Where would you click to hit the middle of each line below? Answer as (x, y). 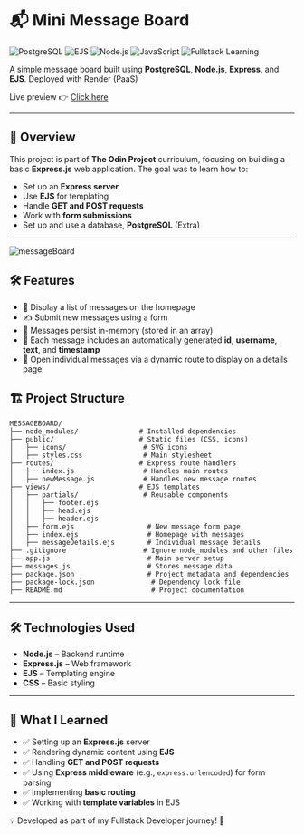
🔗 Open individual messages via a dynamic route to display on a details (155, 359)
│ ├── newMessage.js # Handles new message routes (133, 480)
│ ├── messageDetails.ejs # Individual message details (135, 543)
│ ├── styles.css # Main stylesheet (111, 456)
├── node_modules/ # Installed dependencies (123, 432)
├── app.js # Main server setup (117, 558)
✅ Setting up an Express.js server (86, 742)
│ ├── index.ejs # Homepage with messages (127, 535)
